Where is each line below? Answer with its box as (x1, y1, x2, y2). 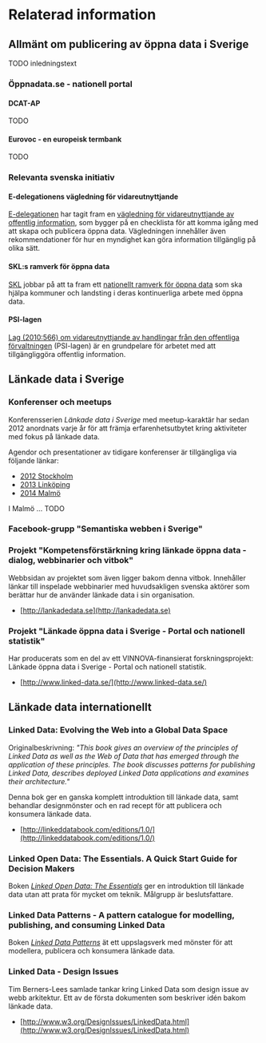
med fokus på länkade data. (8, 431, 100, 441)
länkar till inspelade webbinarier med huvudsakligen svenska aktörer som (8, 581, 250, 591)
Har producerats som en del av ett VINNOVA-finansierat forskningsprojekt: (8, 653, 254, 664)
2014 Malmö (19, 488, 62, 498)
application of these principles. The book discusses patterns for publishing (8, 759, 256, 769)
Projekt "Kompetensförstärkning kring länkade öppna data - (8, 545, 247, 556)
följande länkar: (8, 455, 60, 465)
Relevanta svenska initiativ (8, 172, 115, 183)
